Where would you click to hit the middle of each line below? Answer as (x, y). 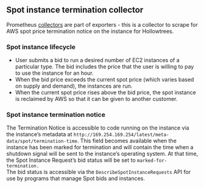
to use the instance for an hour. (55, 73)
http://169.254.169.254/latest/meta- (121, 135)
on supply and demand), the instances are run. (74, 86)
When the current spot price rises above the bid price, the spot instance (105, 92)
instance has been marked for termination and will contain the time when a (100, 147)
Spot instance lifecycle (41, 47)
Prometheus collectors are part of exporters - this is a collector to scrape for (102, 24)
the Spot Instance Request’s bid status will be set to (71, 160)
